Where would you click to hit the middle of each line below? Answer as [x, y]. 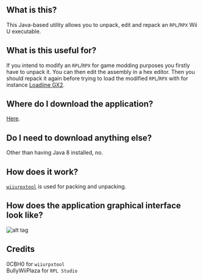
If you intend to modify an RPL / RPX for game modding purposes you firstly [98, 65]
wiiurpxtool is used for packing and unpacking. [66, 186]
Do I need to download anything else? [79, 138]
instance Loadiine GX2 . [36, 84]
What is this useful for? [51, 50]
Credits [21, 249]
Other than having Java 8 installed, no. [55, 153]
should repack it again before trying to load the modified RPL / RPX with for [97, 78]
